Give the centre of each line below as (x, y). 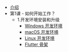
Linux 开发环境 (39, 38)
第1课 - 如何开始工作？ (33, 13)
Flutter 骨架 (36, 44)
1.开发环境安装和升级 (38, 20)
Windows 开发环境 (44, 26)
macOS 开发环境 (41, 32)
